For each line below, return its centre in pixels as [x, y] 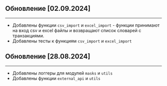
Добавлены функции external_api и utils [56, 78]
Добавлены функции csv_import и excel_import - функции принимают [86, 25]
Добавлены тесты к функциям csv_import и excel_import [72, 41]
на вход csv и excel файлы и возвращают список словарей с [77, 30]
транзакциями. [28, 36]
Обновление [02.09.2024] [48, 9]
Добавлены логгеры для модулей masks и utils [62, 73]
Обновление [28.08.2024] [48, 57]
